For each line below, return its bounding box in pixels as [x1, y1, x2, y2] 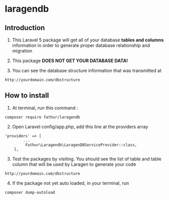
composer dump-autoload [5, 190, 55, 195]
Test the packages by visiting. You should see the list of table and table [12, 156, 161, 162]
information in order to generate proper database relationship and [12, 42, 150, 48]
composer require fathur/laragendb [5, 114, 80, 120]
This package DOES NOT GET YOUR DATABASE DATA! [12, 58, 128, 64]
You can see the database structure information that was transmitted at [12, 67, 162, 73]
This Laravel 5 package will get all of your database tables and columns [12, 37, 164, 43]
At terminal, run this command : [12, 105, 78, 111]
